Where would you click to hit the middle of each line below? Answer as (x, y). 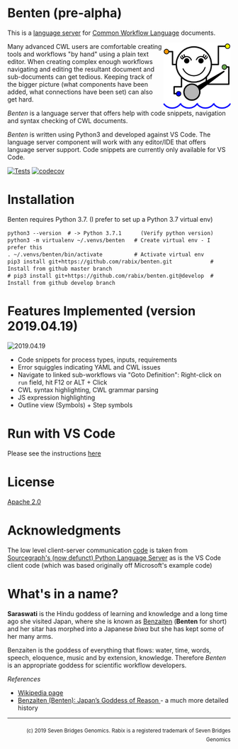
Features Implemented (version (102, 311)
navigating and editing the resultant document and (81, 69)
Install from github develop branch (61, 283)
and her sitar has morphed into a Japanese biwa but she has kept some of (116, 629)
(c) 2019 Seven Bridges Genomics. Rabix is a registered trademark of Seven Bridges (129, 731)
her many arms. (30, 636)
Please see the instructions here (54, 453)
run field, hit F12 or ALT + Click (62, 382)
